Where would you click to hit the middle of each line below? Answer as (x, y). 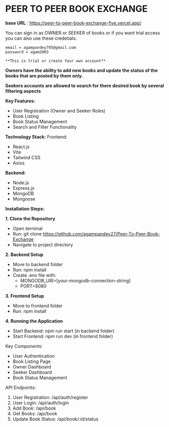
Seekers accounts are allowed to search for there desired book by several (85, 86)
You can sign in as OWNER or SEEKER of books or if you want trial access (83, 33)
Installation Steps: (25, 209)
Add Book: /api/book (34, 408)
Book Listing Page (32, 361)
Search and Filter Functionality (45, 127)
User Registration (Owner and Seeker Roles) (59, 110)
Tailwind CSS (26, 157)
